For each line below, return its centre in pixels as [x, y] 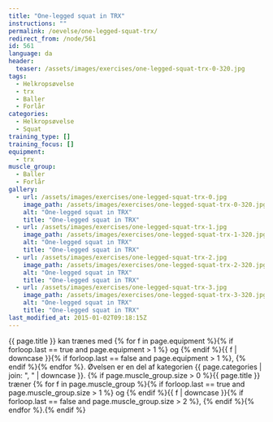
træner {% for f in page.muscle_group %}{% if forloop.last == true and [127, 384]
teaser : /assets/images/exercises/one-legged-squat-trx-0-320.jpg [130, 69]
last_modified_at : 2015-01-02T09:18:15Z [78, 317]
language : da [30, 54]
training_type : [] [39, 136]
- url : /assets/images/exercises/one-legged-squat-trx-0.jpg [121, 197]
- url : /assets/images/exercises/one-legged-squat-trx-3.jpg [121, 288]
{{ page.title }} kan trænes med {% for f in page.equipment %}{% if [121, 341]
